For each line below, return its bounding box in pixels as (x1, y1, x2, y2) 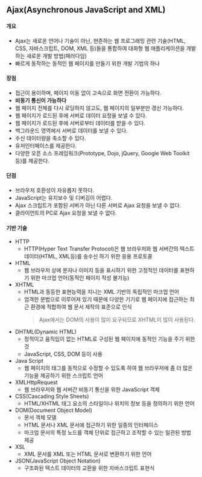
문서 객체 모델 (24, 414, 57, 421)
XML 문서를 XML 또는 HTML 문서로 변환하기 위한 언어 (24, 450, 152, 458)
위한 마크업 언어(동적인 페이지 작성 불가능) (30, 274, 130, 281)
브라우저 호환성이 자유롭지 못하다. (14, 187, 95, 194)
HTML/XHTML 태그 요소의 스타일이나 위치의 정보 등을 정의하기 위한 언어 (24, 400, 195, 407)
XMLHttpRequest (14, 379, 58, 386)
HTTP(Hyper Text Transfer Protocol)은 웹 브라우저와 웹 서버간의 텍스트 (24, 245, 195, 252)
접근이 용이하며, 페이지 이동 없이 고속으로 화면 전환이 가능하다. (14, 89, 162, 96)
